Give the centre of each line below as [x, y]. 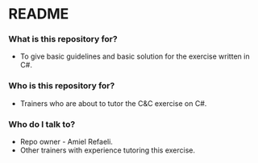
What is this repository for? [63, 39]
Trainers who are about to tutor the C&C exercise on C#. [113, 103]
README [39, 14]
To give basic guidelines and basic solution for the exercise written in [135, 56]
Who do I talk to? [42, 124]
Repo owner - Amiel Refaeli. [66, 142]
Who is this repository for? [62, 86]
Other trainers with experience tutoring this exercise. [108, 150]
